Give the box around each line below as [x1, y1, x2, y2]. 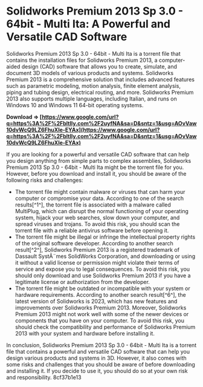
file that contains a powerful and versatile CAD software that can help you [6, 348, 190, 355]
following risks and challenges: [6, 176, 83, 184]
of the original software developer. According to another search [14, 239, 173, 246]
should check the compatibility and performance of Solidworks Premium [14, 323, 196, 331]
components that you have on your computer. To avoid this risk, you [14, 317, 185, 324]
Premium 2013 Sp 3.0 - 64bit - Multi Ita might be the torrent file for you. [6, 164, 184, 171]
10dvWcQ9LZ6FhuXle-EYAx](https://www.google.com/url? [6, 126, 160, 133]
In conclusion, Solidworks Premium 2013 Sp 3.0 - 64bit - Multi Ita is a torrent [6, 341, 197, 349]
